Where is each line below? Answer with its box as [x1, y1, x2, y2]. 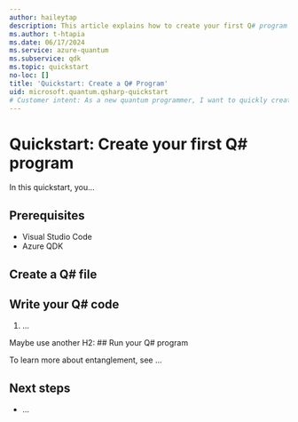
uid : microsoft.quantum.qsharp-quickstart [9, 87, 169, 96]
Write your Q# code [9, 297, 120, 312]
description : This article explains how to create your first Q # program [9, 21, 288, 30]
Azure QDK [21, 241, 64, 251]
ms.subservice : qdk [9, 54, 82, 63]
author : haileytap [9, 12, 77, 22]
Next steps [9, 380, 71, 395]
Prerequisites [9, 208, 85, 223]
